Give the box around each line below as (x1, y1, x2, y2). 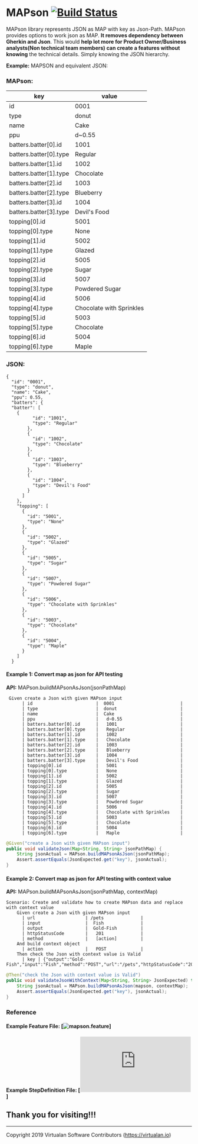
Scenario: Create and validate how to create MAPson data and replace (6, 900, 183, 906)
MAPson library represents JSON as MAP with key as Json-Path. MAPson (6, 25, 186, 33)
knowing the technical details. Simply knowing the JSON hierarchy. (6, 50, 170, 57)
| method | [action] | (21, 936, 144, 942)
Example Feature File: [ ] (6, 1023, 111, 1030)
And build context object (16, 941, 81, 947)
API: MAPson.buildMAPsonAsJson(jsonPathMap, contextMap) (6, 888, 158, 896)
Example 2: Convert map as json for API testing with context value (6, 875, 171, 882)
